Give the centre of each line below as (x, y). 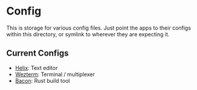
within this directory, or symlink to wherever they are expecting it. (88, 34)
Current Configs (38, 53)
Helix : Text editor (36, 68)
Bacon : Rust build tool (42, 80)
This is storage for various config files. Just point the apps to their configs (99, 28)
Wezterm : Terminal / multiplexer (55, 74)
